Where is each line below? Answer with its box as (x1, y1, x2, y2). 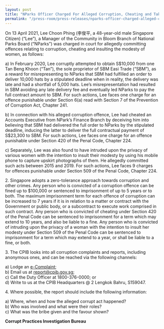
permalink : (5, 16, 27, 21)
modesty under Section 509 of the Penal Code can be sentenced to (5, 229, 141, 235)
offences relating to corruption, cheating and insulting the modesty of (5, 46, 145, 52)
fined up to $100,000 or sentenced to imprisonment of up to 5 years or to (5, 188, 152, 194)
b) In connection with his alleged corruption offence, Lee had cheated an (5, 112, 152, 118)
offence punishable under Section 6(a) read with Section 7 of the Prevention (5, 97, 159, 103)
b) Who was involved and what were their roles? (5, 304, 102, 309)
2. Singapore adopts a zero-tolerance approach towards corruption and (5, 177, 149, 183)
